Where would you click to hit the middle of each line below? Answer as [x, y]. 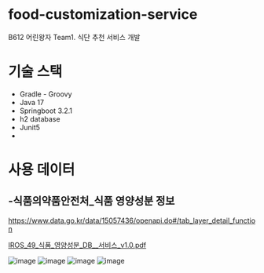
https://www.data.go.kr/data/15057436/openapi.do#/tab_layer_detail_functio [132, 220]
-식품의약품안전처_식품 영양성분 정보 [92, 201]
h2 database [40, 118]
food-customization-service [103, 15]
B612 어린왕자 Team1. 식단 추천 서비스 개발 [74, 37]
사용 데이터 [42, 170]
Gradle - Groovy [46, 94]
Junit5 [30, 127]
